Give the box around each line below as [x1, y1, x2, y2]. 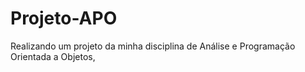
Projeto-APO [10, 7, 118, 30]
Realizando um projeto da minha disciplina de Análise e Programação [10, 40, 296, 52]
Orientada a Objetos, [10, 50, 96, 62]
